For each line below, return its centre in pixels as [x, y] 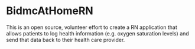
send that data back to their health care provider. [66, 40]
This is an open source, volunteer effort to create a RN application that [92, 27]
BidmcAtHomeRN [50, 11]
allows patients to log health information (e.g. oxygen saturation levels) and [97, 33]
